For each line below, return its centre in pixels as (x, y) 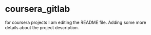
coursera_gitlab (38, 9)
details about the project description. (42, 27)
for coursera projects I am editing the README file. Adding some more (76, 22)
